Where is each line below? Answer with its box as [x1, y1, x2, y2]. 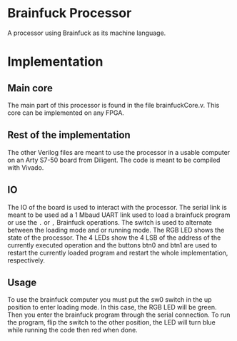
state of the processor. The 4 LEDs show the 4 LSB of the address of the [7, 233, 221, 242]
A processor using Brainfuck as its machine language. [7, 29, 166, 37]
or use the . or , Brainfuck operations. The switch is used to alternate [7, 218, 212, 226]
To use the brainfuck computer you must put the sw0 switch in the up [7, 295, 212, 304]
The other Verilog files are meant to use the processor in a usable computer [7, 148, 231, 156]
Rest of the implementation [7, 129, 131, 141]
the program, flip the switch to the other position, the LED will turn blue [7, 318, 216, 327]
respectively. [7, 255, 45, 265]
